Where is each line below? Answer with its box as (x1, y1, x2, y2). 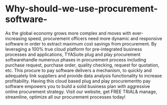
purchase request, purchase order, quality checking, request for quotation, (5, 62, 159, 68)
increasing (5, 35, 27, 41)
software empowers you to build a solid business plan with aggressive (5, 83, 150, 89)
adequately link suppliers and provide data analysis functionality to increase (5, 72, 162, 78)
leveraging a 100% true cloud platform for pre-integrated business (5, 46, 142, 52)
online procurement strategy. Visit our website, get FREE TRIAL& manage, (5, 88, 157, 94)
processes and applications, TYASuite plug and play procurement (5, 51, 141, 57)
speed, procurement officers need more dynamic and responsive (28, 35, 162, 41)
